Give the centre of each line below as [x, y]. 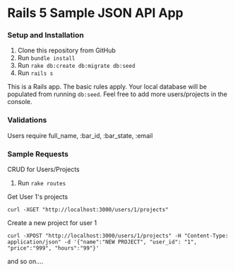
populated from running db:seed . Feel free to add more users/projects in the [117, 94]
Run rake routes [42, 183]
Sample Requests [38, 154]
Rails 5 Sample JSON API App [95, 13]
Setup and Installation [46, 35]
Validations [27, 120]
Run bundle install [46, 58]
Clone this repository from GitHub [67, 50]
